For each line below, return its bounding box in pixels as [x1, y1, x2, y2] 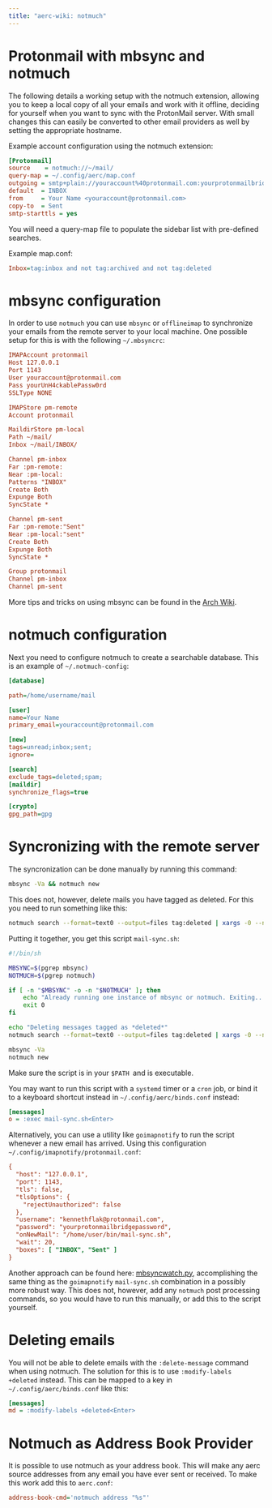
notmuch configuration [8, 626, 168, 645]
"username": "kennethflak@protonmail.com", [15, 1215, 164, 1224]
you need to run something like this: [8, 903, 128, 913]
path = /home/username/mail [8, 691, 96, 700]
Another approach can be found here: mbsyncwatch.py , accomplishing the [8, 1268, 258, 1278]
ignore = [8, 751, 35, 759]
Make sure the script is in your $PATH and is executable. [8, 1068, 194, 1077]
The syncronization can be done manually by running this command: [8, 864, 237, 874]
